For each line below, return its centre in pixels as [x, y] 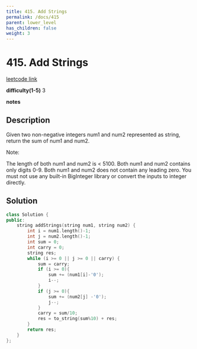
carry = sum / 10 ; [58, 313]
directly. [16, 182]
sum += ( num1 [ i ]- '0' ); [76, 275]
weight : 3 [18, 34]
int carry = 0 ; [46, 247]
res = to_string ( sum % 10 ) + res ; [77, 319]
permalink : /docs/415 [33, 17]
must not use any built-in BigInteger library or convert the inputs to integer [96, 176]
